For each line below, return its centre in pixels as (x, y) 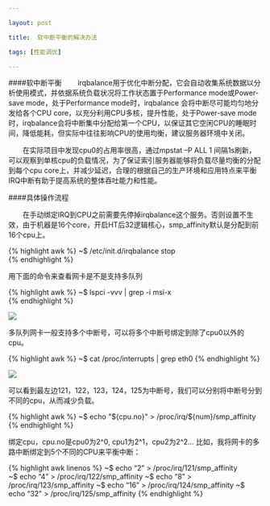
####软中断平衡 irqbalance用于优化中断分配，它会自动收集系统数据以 (131, 83)
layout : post (30, 23)
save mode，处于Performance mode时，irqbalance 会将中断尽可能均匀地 (130, 103)
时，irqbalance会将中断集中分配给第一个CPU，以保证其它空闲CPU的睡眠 (129, 123)
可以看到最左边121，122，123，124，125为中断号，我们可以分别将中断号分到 (135, 391)
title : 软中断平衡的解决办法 (53, 37)
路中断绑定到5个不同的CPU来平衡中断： (75, 452)
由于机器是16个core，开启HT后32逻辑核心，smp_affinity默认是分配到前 (141, 225)
